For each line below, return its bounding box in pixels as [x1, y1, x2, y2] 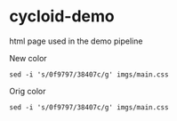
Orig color [9, 85, 46, 96]
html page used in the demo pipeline [9, 36, 143, 46]
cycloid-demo [9, 6, 115, 27]
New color [9, 52, 47, 63]
